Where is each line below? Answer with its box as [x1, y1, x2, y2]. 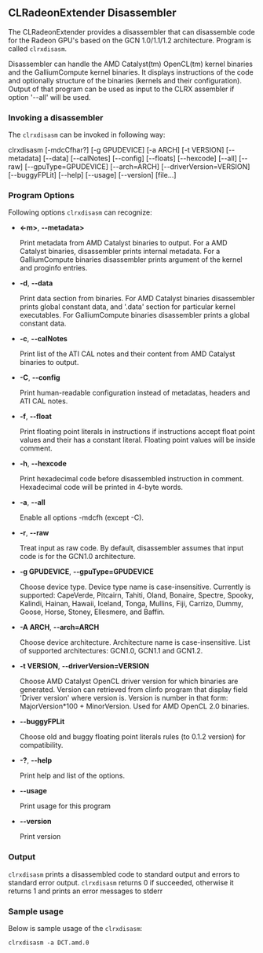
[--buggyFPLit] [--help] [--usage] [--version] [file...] [8, 171, 177, 180]
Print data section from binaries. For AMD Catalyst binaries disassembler [19, 294, 255, 304]
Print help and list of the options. [19, 771, 126, 781]
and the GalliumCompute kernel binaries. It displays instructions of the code [8, 67, 254, 77]
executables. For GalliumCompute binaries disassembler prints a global [19, 311, 250, 320]
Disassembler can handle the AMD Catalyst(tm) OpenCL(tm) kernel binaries [8, 59, 254, 68]
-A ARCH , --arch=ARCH [19, 623, 100, 632]
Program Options [8, 190, 75, 201]
